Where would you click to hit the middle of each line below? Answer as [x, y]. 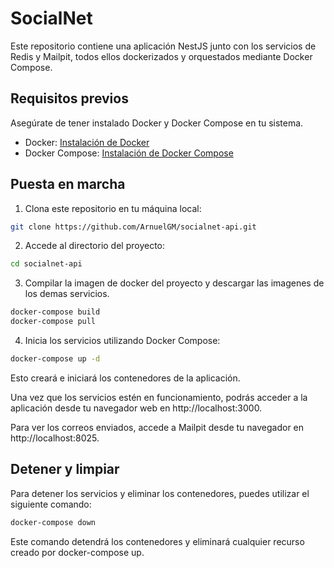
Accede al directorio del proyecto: [95, 246]
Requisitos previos [69, 98]
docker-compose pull [53, 322]
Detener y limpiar [65, 469]
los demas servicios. [67, 294]
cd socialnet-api [46, 264]
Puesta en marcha [68, 184]
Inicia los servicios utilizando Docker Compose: [122, 341]
